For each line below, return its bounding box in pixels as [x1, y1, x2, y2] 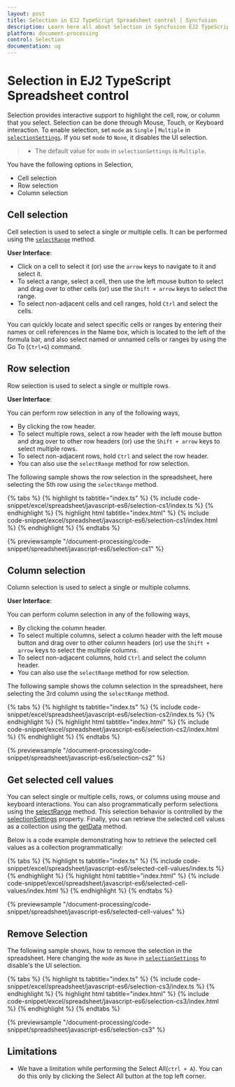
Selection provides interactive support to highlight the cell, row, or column [7, 111, 220, 119]
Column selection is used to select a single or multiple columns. [7, 583, 191, 592]
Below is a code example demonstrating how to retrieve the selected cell [7, 836, 217, 844]
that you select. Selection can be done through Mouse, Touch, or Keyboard [7, 118, 224, 127]
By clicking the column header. [17, 624, 107, 632]
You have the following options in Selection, [7, 160, 134, 169]
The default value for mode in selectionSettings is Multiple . [34, 146, 206, 155]
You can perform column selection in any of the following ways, [7, 610, 191, 619]
